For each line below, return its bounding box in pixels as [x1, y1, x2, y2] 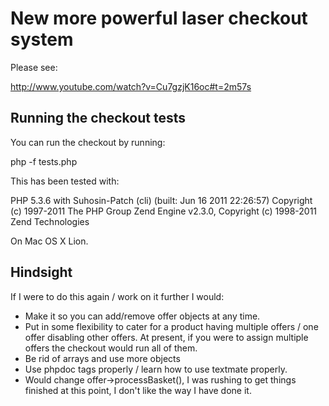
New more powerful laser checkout [10, 7, 308, 30]
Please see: [10, 61, 58, 73]
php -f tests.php [10, 155, 78, 167]
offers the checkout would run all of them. [24, 342, 198, 354]
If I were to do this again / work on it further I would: [10, 290, 225, 302]
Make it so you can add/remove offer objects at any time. [24, 310, 261, 322]
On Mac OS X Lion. [10, 235, 89, 247]
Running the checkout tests [10, 110, 186, 127]
